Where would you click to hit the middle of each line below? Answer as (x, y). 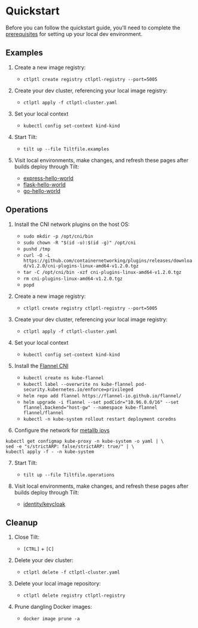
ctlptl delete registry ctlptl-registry (74, 596)
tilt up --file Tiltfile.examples (66, 149)
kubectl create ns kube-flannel (63, 378)
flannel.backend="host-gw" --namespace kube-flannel (90, 407)
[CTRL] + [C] (39, 549)
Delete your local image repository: (57, 584)
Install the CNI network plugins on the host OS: (72, 224)
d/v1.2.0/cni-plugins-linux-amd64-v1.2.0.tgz (81, 266)
